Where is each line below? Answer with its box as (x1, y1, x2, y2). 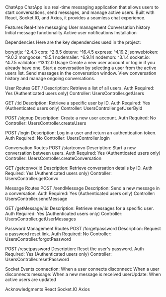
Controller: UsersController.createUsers (5, 120, 86, 126)
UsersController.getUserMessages (5, 216, 76, 222)
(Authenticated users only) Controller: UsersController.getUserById (5, 105, 143, 111)
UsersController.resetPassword (5, 256, 70, 262)
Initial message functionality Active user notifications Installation (5, 30, 137, 35)
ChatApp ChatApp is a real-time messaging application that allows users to (5, 4, 159, 10)
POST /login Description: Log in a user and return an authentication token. (5, 130, 157, 136)
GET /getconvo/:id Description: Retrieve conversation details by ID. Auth (5, 165, 153, 171)
